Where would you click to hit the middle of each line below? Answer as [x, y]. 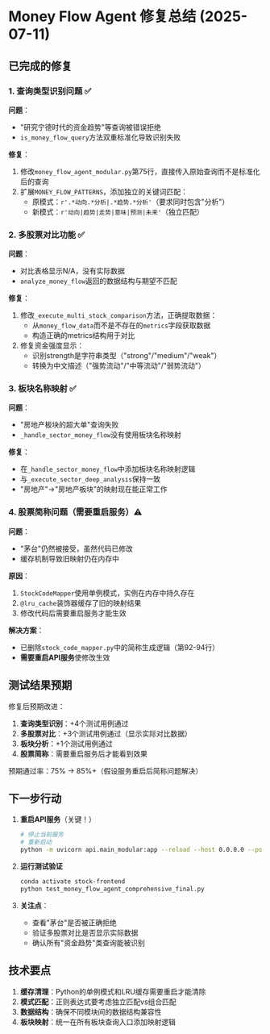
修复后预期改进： [37, 706]
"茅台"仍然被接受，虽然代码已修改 [76, 548]
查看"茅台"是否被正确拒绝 [74, 922]
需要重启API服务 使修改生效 [65, 657]
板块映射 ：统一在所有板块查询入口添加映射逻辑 [98, 1022]
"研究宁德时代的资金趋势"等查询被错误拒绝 [90, 127]
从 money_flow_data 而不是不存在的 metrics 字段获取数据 [121, 325]
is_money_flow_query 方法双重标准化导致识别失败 [100, 137]
